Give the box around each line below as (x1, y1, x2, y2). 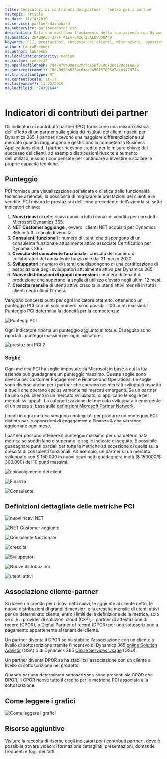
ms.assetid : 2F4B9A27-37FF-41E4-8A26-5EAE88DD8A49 (5, 35, 112, 40)
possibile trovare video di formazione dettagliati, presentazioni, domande (5, 743, 155, 749)
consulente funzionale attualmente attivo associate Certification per (12, 240, 152, 246)
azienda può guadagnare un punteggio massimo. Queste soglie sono (5, 371, 146, 377)
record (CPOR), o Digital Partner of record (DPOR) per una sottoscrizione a (5, 622, 158, 628)
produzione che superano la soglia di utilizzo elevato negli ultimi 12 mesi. (12, 277, 162, 283)
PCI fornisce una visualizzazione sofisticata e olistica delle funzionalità (5, 188, 150, 194)
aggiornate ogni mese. (5, 423, 51, 429)
